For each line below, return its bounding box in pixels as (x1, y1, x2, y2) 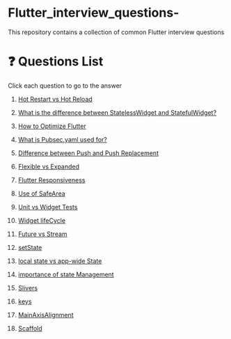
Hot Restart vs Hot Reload (17, 95, 93, 103)
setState (17, 243, 42, 251)
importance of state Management (17, 270, 114, 278)
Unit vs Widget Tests (17, 203, 78, 211)
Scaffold (17, 324, 42, 332)
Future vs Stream (17, 230, 68, 238)
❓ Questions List (8, 54, 104, 70)
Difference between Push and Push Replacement (17, 148, 159, 157)
